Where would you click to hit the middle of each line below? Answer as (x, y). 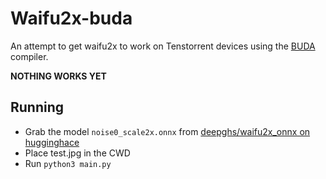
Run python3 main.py (68, 163)
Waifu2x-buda (71, 18)
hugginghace (52, 142)
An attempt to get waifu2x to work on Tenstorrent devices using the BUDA (163, 46)
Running (37, 107)
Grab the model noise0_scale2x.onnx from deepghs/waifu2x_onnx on (167, 131)
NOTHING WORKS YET (58, 76)
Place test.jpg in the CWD (77, 153)
